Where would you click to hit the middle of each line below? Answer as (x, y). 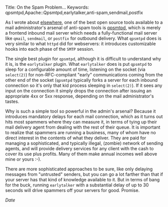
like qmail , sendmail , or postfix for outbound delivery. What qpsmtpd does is (83, 38)
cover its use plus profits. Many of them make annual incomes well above (81, 154)
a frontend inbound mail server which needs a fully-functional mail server (81, 33)
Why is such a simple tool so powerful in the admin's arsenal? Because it (80, 111)
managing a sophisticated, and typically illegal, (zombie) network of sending (84, 143)
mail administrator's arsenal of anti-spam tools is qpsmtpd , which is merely (83, 28)
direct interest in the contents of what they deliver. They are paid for (76, 138)
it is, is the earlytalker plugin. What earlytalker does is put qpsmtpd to (79, 64)
